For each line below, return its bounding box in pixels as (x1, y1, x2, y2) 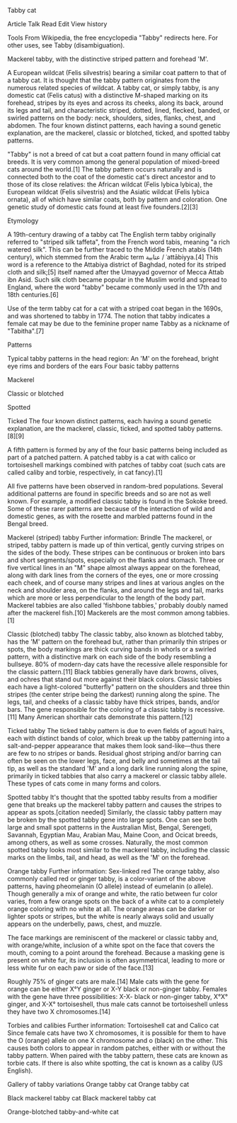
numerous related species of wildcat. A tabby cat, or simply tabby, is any (7, 84, 219, 91)
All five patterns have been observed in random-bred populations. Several (7, 482, 224, 490)
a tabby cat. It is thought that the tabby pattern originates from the (7, 76, 200, 84)
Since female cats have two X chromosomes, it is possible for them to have (7, 1029, 226, 1037)
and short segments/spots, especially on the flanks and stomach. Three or (7, 556, 224, 564)
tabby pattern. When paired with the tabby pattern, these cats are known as (7, 1051, 229, 1059)
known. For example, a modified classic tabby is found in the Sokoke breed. (7, 497, 228, 505)
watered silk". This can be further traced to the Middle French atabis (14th (7, 245, 223, 254)
